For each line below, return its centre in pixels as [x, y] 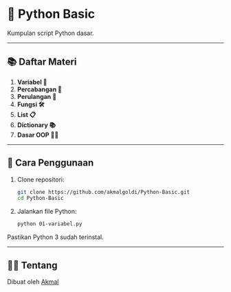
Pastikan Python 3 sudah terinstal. [56, 237]
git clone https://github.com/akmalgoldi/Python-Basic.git [103, 192]
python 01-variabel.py [49, 224]
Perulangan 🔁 [37, 96]
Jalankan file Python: [47, 212]
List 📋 [26, 114]
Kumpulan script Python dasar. [51, 33]
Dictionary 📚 [36, 125]
